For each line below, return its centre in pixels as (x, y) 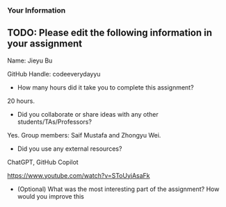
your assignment (45, 44)
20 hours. (21, 101)
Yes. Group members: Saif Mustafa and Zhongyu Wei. (84, 135)
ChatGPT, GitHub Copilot (43, 162)
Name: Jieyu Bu (30, 60)
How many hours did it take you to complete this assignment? (105, 87)
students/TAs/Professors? (55, 122)
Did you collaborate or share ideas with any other (88, 114)
